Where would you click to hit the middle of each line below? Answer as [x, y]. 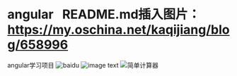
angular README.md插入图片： [104, 14]
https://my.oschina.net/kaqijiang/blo [118, 30]
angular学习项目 [31, 65]
